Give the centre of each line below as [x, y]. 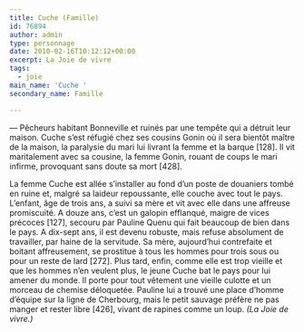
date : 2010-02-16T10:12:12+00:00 [73, 52]
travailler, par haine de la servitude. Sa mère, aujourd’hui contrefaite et [141, 241]
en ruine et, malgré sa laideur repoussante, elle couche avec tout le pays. [146, 193]
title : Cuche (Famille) [54, 18]
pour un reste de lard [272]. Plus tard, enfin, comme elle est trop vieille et [146, 260]
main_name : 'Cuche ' [49, 85]
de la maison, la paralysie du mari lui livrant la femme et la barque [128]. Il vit [152, 147]
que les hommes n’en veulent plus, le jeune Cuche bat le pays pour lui [140, 270]
